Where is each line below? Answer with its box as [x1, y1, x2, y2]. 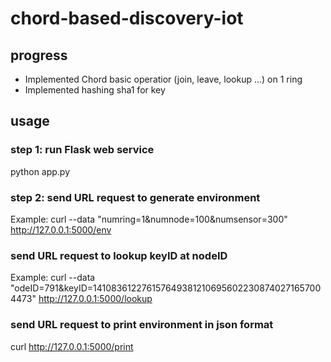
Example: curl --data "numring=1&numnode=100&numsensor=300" [10, 213, 288, 225]
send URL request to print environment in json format [10, 318, 274, 332]
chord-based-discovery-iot [10, 7, 244, 30]
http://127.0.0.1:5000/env [10, 223, 112, 236]
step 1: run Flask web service [10, 143, 155, 157]
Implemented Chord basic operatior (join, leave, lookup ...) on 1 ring [24, 73, 303, 85]
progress [10, 47, 68, 64]
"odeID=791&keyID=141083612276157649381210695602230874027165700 [10, 282, 322, 294]
